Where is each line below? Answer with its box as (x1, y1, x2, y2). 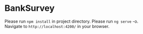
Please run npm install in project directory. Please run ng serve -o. (4, 18, 139, 24)
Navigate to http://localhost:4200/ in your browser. (4, 23, 110, 29)
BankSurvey (4, 3, 55, 14)
